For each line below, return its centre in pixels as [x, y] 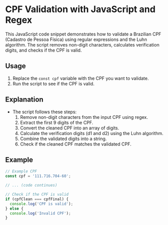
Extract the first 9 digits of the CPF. [57, 122]
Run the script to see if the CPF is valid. [53, 83]
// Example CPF [21, 171]
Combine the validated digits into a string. [63, 139]
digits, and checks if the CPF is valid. [44, 50]
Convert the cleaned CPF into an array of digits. [70, 128]
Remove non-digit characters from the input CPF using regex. [84, 117]
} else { [14, 208]
